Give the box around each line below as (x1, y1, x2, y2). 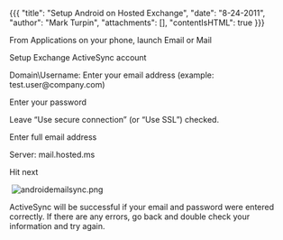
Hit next (9, 167, 39, 177)
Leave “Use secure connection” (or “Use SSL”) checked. (9, 115, 219, 125)
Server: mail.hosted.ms (9, 149, 96, 160)
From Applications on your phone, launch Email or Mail (9, 35, 212, 45)
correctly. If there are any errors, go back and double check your (9, 211, 251, 222)
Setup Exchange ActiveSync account (9, 52, 147, 62)
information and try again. (9, 221, 105, 231)
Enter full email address (9, 132, 97, 143)
